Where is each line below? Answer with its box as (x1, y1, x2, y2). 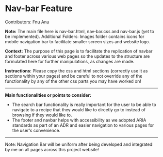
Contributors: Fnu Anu (5, 19, 49, 25)
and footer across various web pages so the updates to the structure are (5, 53, 150, 59)
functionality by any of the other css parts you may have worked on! (5, 78, 142, 84)
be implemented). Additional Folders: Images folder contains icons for (5, 34, 145, 39)
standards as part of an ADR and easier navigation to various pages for (12, 122, 154, 128)
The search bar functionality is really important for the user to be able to (12, 102, 157, 107)
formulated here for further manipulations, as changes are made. (5, 58, 135, 64)
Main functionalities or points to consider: (5, 92, 91, 98)
